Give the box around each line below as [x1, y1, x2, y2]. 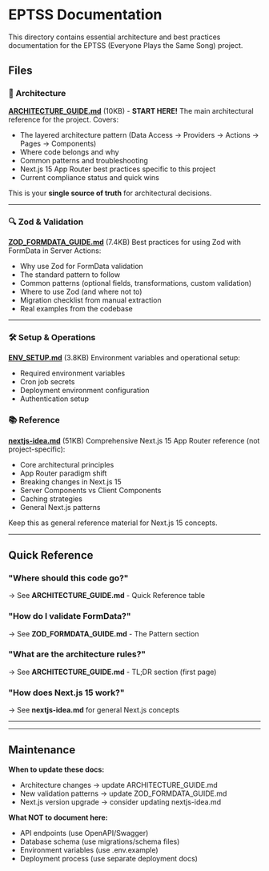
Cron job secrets [19, 377, 75, 387]
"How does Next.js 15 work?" [8, 687, 125, 698]
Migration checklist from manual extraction [19, 295, 162, 305]
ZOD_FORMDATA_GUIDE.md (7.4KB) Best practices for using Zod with [8, 237, 242, 247]
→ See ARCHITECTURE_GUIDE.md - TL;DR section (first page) [8, 667, 217, 676]
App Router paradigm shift [19, 468, 107, 478]
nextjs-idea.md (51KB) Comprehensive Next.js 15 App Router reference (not [8, 435, 260, 445]
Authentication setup [19, 394, 90, 403]
